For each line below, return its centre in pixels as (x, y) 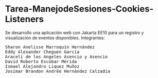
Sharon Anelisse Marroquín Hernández (50, 47)
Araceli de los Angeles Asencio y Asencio (56, 56)
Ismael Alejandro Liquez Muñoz (42, 66)
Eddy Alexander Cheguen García (42, 52)
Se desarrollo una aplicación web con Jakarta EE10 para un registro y (75, 32)
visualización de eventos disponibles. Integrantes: (55, 38)
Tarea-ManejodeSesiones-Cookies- (79, 9)
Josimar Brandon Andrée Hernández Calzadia (58, 71)
